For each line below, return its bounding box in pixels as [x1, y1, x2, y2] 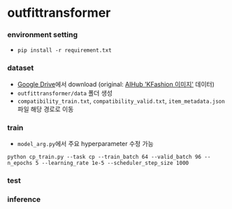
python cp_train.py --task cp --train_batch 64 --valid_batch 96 [7, 154, 201, 161]
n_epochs [7, 159, 33, 167]
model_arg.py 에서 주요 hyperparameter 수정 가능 [17, 140, 154, 148]
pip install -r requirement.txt [17, 47, 112, 54]
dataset [7, 63, 34, 73]
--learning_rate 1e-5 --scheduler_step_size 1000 [41, 159, 189, 167]
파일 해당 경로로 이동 [17, 105, 74, 113]
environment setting [7, 30, 78, 40]
